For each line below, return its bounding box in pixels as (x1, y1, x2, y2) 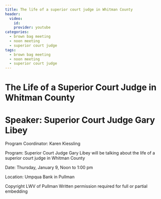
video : (9, 16, 23, 21)
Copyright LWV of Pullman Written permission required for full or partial (5, 184, 147, 189)
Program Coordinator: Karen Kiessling (5, 141, 81, 147)
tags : (5, 47, 16, 52)
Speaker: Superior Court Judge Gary (5, 114, 155, 125)
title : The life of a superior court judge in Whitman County (5, 7, 133, 12)
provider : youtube (14, 25, 51, 30)
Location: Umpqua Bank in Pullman (5, 174, 75, 180)
